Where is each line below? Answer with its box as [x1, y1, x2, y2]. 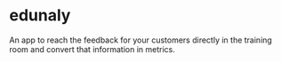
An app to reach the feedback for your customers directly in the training [9, 35, 273, 45]
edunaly [9, 5, 71, 26]
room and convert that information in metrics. [9, 43, 175, 54]
